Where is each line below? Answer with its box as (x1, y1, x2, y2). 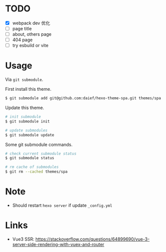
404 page (12, 37, 33, 43)
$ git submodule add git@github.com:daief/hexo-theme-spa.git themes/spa (5, 96, 162, 101)
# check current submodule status (5, 151, 77, 156)
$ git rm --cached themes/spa (5, 169, 68, 174)
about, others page (12, 31, 52, 37)
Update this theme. (5, 105, 45, 111)
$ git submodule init (5, 119, 50, 124)
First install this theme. (5, 86, 52, 92)
